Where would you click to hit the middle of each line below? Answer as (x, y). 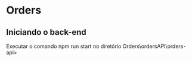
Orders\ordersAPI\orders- (154, 46)
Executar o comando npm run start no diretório (64, 46)
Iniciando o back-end (46, 32)
